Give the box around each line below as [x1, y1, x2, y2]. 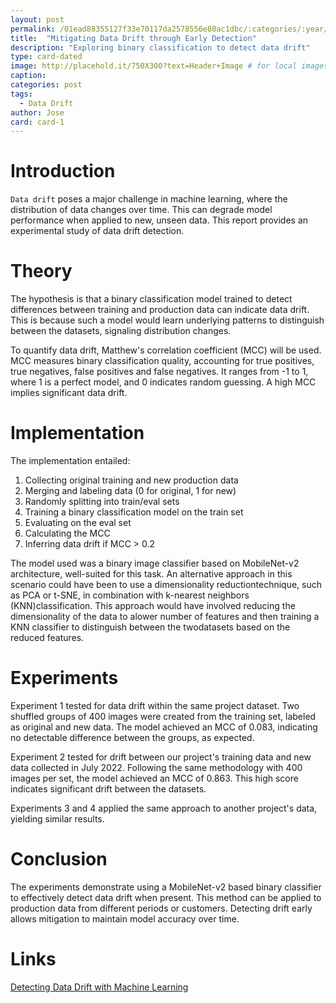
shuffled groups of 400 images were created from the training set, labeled [10, 711, 317, 722]
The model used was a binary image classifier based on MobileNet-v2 [10, 557, 300, 570]
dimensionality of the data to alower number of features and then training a [10, 611, 320, 623]
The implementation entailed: [10, 455, 131, 467]
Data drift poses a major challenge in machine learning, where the [10, 193, 288, 205]
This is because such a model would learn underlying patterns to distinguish [10, 314, 325, 326]
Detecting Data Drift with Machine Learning [10, 981, 189, 993]
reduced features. [10, 632, 85, 644]
